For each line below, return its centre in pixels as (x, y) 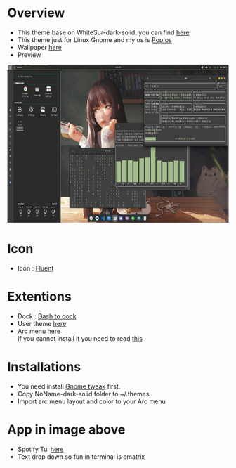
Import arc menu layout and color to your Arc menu (92, 401)
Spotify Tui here (40, 449)
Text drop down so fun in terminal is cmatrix (81, 456)
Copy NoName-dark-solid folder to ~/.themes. (84, 394)
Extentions (39, 297)
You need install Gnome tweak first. (69, 386)
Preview (29, 55)
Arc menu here (39, 331)
